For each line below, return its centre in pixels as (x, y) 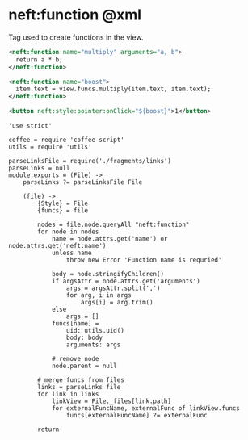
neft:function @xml (75, 15)
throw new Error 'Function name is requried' (144, 260)
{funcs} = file (63, 211)
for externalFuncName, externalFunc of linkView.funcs (146, 409)
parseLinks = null (39, 168)
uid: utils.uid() (95, 331)
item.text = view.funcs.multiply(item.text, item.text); (113, 89)
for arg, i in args (99, 295)
